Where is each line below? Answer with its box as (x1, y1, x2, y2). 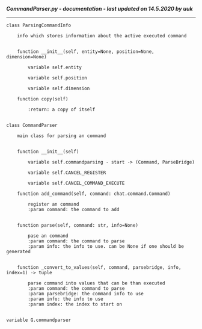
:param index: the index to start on (28, 301, 122, 307)
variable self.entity (28, 64, 82, 70)
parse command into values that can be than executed (28, 280, 165, 286)
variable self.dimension (28, 85, 90, 91)
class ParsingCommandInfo (6, 22, 71, 28)
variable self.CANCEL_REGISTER (28, 170, 106, 176)
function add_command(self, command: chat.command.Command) (17, 191, 171, 197)
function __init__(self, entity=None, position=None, (17, 49, 155, 55)
